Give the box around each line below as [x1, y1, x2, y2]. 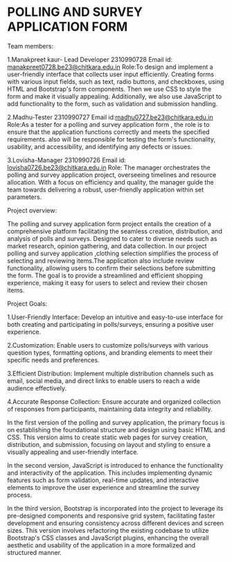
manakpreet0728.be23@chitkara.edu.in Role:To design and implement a [7, 62, 213, 71]
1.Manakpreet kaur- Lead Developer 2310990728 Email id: [7, 55, 173, 63]
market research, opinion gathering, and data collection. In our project [7, 241, 207, 250]
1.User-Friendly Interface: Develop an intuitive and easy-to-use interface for [7, 313, 224, 321]
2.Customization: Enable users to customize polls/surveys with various [7, 341, 209, 349]
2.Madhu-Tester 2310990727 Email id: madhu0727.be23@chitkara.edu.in [7, 112, 213, 121]
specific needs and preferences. [7, 355, 100, 364]
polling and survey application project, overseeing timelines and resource [7, 171, 217, 179]
